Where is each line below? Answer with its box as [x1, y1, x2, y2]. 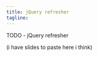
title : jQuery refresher [6, 9, 69, 15]
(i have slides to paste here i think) [6, 44, 93, 51]
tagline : [6, 15, 29, 21]
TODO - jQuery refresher [6, 31, 69, 39]
